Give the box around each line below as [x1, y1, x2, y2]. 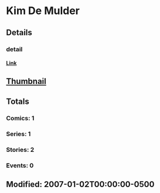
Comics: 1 [6, 114, 35, 122]
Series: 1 [6, 130, 31, 138]
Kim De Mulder [6, 4, 80, 18]
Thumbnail [6, 76, 47, 86]
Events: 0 [6, 161, 34, 170]
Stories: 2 [6, 145, 35, 154]
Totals [6, 96, 29, 106]
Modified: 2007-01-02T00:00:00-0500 [6, 179, 155, 189]
